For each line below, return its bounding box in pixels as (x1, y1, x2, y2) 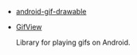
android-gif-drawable (15, 7, 87, 16)
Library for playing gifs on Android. (15, 37, 131, 47)
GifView (15, 22, 42, 31)
